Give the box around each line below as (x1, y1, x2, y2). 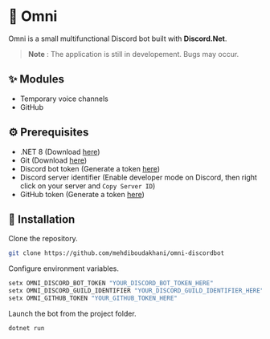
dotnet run (8, 324, 45, 332)
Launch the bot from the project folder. (8, 309, 137, 318)
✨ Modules (8, 72, 64, 87)
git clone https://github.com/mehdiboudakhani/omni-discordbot (8, 249, 225, 257)
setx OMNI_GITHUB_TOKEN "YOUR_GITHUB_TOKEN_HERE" (8, 294, 178, 302)
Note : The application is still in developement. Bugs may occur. (27, 49, 239, 59)
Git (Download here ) (19, 155, 88, 165)
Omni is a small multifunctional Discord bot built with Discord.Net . (8, 34, 227, 43)
